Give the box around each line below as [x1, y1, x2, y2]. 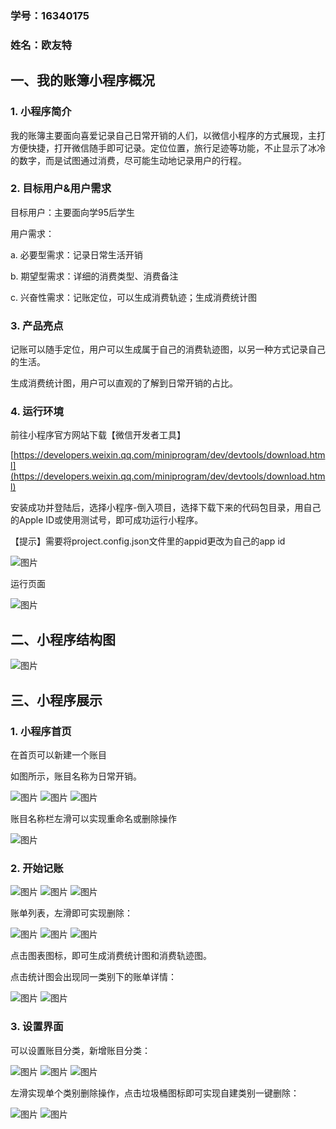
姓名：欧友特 [10, 38, 73, 52]
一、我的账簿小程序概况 [10, 72, 155, 89]
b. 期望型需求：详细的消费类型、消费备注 [10, 270, 179, 282]
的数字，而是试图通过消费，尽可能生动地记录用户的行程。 [10, 154, 247, 166]
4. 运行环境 [10, 405, 64, 419]
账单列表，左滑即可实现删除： [10, 907, 133, 919]
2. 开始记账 [10, 861, 64, 875]
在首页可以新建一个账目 [10, 748, 107, 761]
